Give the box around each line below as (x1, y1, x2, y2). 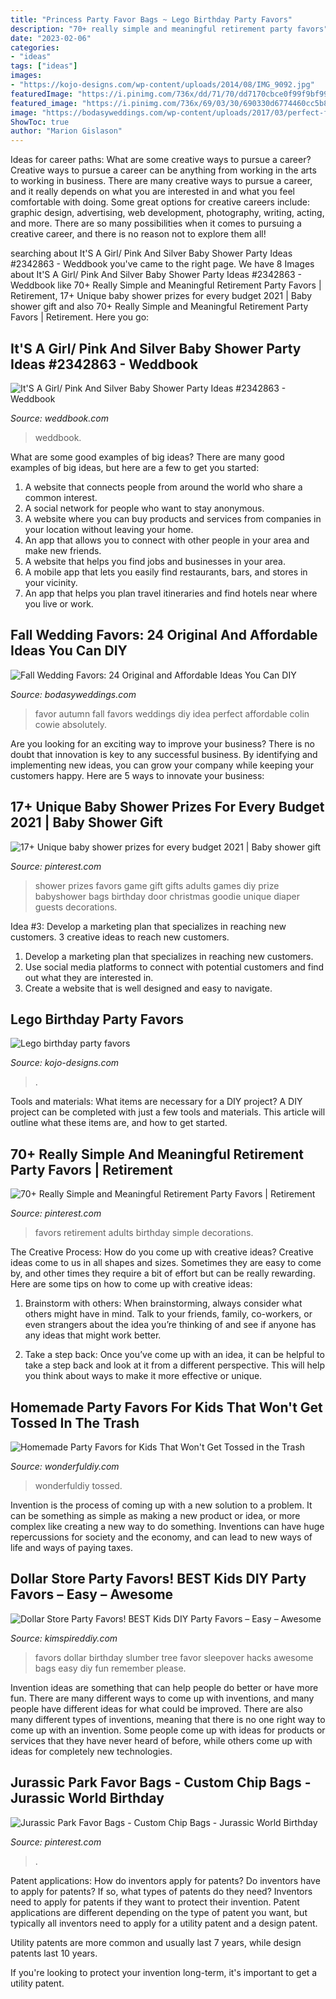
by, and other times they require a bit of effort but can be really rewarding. (10, 1267, 316, 1280)
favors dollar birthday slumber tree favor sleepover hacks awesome (34, 1651, 314, 1663)
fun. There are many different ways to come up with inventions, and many (10, 1692, 315, 1704)
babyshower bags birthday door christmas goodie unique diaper (34, 890, 300, 902)
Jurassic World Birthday (10, 1790, 165, 1807)
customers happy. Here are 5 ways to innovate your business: (10, 769, 265, 781)
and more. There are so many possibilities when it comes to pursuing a (10, 217, 302, 230)
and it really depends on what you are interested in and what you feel (10, 186, 295, 198)
